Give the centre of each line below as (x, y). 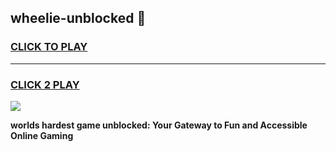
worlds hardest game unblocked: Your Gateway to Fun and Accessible (159, 125)
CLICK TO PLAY (49, 47)
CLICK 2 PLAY (45, 84)
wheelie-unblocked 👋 (78, 18)
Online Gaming (42, 135)
